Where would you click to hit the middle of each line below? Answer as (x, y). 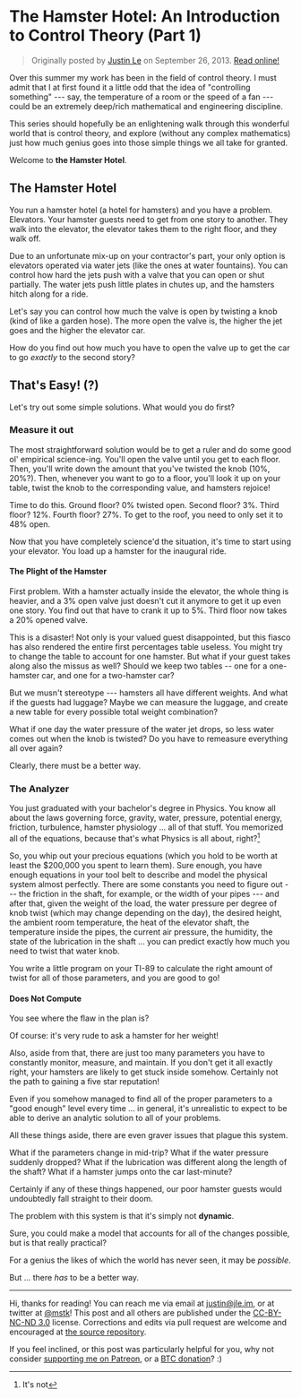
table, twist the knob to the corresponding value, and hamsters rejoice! (140, 488)
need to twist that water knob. (64, 951)
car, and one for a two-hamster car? (108, 676)
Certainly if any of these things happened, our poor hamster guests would (146, 1189)
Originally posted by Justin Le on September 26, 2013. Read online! (155, 60)
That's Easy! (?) (54, 386)
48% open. (30, 524)
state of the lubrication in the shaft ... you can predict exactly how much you (150, 942)
